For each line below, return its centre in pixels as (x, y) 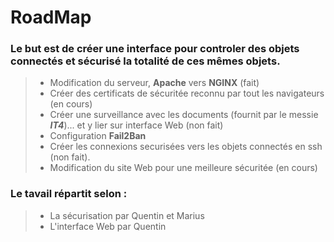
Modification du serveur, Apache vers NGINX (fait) (154, 83)
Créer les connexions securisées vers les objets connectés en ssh (186, 147)
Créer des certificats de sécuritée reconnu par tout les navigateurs (187, 93)
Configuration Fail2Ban (98, 136)
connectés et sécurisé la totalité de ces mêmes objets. (145, 61)
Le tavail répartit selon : (69, 194)
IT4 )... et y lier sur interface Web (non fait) (136, 125)
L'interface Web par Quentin (108, 226)
